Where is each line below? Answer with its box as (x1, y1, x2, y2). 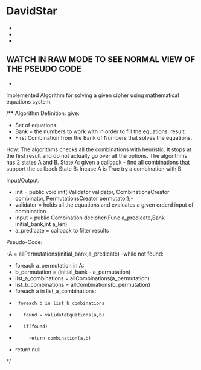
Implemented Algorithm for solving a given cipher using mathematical (6, 92, 179, 99)
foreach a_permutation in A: (14, 262, 85, 269)
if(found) (23, 324, 48, 330)
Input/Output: (6, 177, 40, 184)
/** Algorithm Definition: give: (6, 110, 80, 117)
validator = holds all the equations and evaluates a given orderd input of (14, 201, 194, 209)
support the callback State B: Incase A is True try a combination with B (6, 165, 182, 172)
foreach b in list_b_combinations (18, 300, 105, 306)
